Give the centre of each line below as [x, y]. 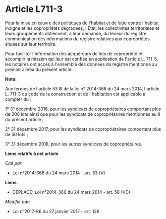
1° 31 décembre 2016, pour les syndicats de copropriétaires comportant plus [83, 109]
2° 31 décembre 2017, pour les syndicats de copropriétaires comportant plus [83, 129]
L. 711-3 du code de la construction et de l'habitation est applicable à [75, 94]
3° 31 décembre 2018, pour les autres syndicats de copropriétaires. [74, 144]
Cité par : [14, 163]
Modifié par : [18, 202]
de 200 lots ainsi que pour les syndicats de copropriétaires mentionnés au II [83, 114]
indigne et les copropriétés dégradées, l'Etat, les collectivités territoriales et [82, 28]
